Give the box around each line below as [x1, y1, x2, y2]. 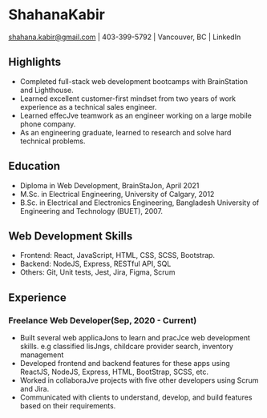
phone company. [19, 119, 76, 129]
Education [8, 159, 61, 173]
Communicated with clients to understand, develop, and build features [19, 392, 253, 402]
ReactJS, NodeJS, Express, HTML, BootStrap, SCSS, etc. [19, 367, 209, 377]
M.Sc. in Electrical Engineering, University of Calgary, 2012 [19, 189, 215, 199]
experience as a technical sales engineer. [19, 102, 157, 111]
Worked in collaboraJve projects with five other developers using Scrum [19, 376, 259, 385]
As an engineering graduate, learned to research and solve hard [19, 127, 232, 137]
